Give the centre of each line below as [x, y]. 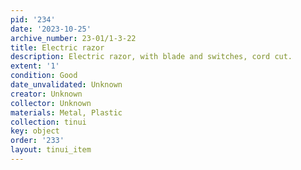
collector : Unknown [51, 103]
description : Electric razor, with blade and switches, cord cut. [151, 57]
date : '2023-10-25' [51, 29]
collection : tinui [48, 122]
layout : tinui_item [51, 150]
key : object [35, 131]
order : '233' [37, 141]
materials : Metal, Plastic [66, 112]
